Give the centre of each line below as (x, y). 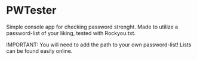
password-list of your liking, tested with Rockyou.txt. (71, 33)
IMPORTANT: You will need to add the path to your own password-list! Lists (99, 45)
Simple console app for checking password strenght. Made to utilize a (92, 27)
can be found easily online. (39, 50)
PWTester (31, 10)
